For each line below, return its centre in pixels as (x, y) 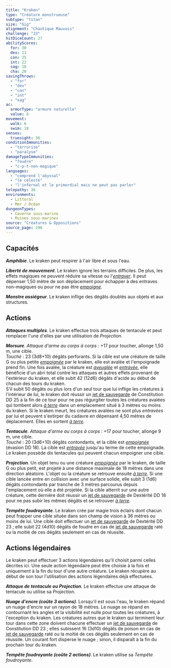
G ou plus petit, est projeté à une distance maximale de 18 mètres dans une (84, 468)
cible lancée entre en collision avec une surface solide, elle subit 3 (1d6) (81, 479)
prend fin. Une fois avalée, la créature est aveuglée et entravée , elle (77, 367)
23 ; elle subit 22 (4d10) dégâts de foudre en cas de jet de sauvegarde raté (84, 526)
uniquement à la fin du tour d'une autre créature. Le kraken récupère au (81, 571)
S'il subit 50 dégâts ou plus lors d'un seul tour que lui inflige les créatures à (84, 389)
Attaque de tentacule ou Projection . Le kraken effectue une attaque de (81, 587)
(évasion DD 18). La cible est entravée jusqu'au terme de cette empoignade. (85, 447)
